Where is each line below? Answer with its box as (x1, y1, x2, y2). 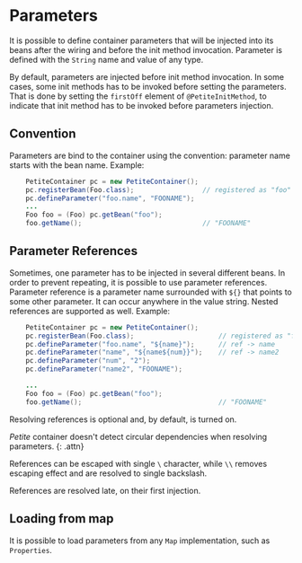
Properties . (9, 544, 52, 555)
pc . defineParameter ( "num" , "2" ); (25, 356, 151, 365)
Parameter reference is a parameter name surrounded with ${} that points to (9, 286, 292, 297)
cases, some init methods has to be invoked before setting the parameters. (9, 81, 287, 92)
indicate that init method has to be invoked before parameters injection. (9, 100, 274, 110)
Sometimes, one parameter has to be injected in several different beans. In (9, 267, 286, 278)
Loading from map (9, 511, 114, 526)
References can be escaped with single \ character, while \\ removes (9, 458, 268, 469)
